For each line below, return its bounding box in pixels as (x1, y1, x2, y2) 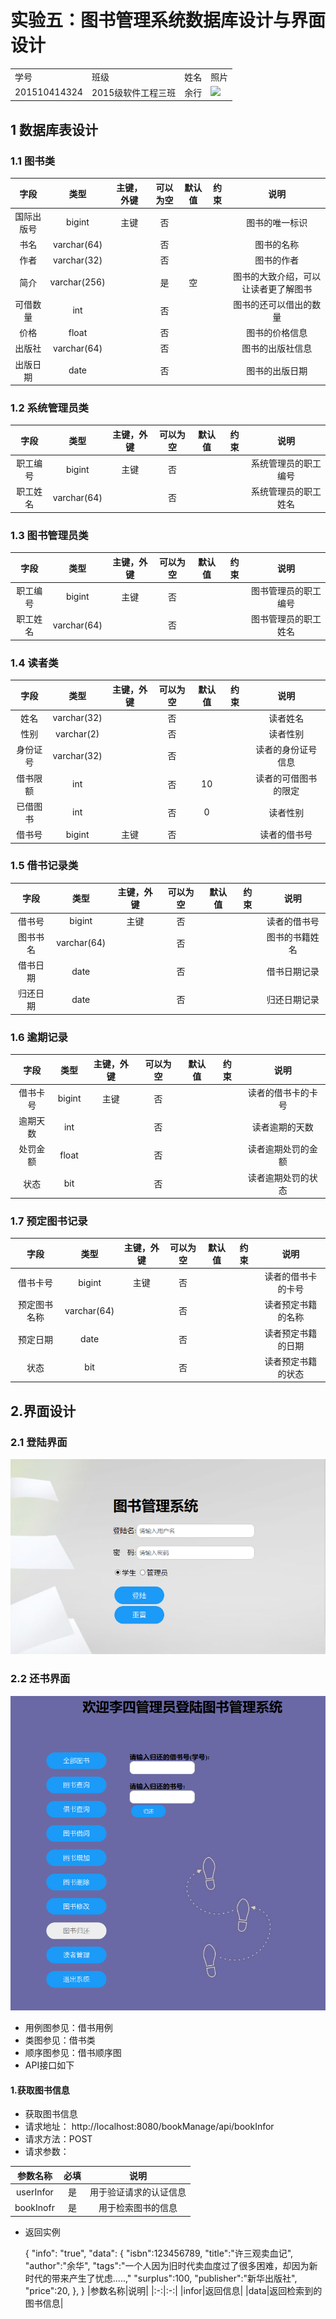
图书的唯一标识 (246, 216, 308, 228)
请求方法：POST (24, 2133, 93, 2145)
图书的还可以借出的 (233, 298, 313, 310)
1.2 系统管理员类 (10, 401, 89, 415)
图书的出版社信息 (241, 342, 313, 355)
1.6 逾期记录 (10, 1030, 68, 1044)
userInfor (16, 2186, 54, 2198)
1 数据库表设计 (10, 121, 99, 138)
